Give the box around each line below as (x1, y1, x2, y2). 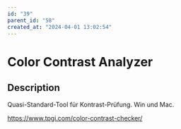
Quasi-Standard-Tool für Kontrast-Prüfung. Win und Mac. (7, 100, 175, 109)
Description (7, 82, 60, 94)
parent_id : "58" (7, 17, 55, 24)
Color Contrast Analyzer (7, 54, 153, 70)
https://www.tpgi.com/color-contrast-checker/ (7, 114, 143, 123)
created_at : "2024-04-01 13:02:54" (7, 23, 112, 30)
